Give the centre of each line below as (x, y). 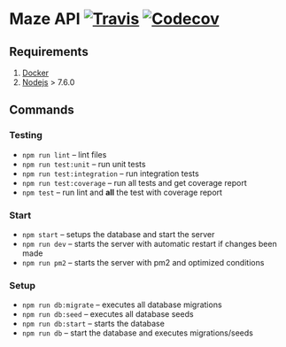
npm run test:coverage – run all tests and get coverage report (134, 182)
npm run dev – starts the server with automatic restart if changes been (149, 243)
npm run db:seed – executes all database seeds (108, 314)
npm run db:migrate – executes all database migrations (122, 305)
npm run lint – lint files (64, 154)
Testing (26, 135)
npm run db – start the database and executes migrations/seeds (138, 333)
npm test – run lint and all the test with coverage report (122, 192)
